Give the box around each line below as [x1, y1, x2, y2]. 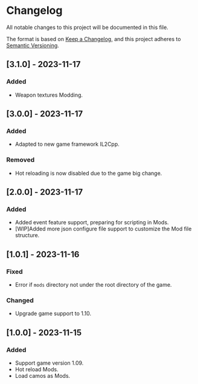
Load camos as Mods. [14, 372, 71, 379]
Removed [6, 155, 35, 164]
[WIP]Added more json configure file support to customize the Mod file [14, 225, 192, 233]
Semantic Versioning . [6, 42, 59, 49]
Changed [6, 296, 34, 304]
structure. [14, 232, 40, 239]
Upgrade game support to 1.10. [14, 310, 92, 317]
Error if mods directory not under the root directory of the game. [14, 281, 172, 288]
